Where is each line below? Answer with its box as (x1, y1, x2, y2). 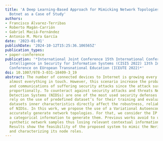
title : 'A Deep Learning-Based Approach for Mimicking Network (5, 7, 136, 12)
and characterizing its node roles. (9, 129, 83, 134)
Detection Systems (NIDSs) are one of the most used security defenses (9, 93, 158, 97)
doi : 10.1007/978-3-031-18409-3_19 (5, 70, 77, 75)
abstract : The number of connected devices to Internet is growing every (5, 75, 158, 79)
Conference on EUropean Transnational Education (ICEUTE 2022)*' (9, 66, 145, 71)
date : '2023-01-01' (5, 39, 45, 44)
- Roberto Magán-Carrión (5, 25, 55, 30)
